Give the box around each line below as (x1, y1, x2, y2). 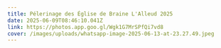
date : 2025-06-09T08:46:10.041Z (7, 17, 103, 24)
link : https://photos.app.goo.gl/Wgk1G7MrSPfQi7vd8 (7, 23, 163, 30)
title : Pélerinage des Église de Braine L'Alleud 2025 (7, 10, 173, 18)
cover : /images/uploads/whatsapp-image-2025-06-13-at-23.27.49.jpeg (7, 30, 215, 37)
